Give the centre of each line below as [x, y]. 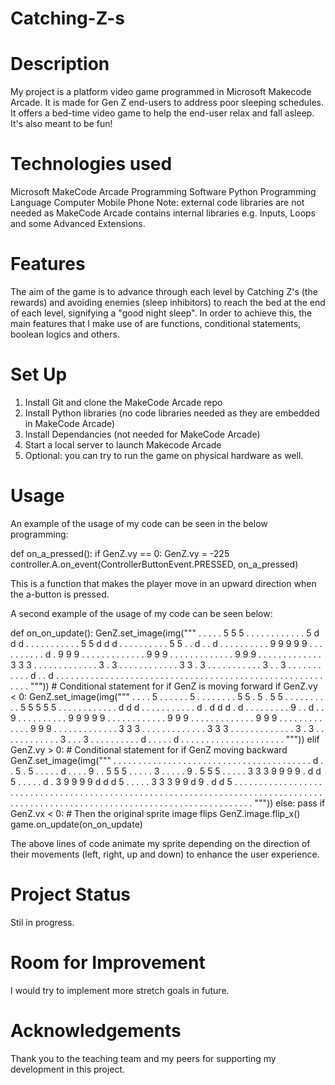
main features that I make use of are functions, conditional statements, [156, 323]
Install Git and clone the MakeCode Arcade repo [123, 402]
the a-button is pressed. [60, 594]
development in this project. [68, 1069]
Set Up [39, 374]
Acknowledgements [96, 1030]
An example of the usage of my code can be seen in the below [139, 523]
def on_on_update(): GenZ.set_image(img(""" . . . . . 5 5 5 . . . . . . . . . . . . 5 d [165, 633]
